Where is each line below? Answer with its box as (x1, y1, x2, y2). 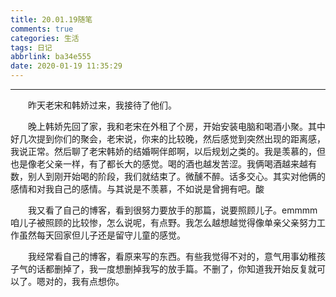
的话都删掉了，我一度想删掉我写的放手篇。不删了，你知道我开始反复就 (27, 263, 317, 275)
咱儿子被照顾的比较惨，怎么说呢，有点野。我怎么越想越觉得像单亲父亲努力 (10, 217, 317, 228)
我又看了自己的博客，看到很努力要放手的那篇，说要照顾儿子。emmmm (28, 204, 318, 216)
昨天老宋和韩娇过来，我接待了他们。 (28, 99, 177, 111)
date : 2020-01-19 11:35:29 (10, 61, 123, 71)
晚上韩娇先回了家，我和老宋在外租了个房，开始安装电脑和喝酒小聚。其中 (28, 121, 326, 132)
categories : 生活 (10, 33, 80, 43)
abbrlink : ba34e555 (10, 52, 92, 62)
